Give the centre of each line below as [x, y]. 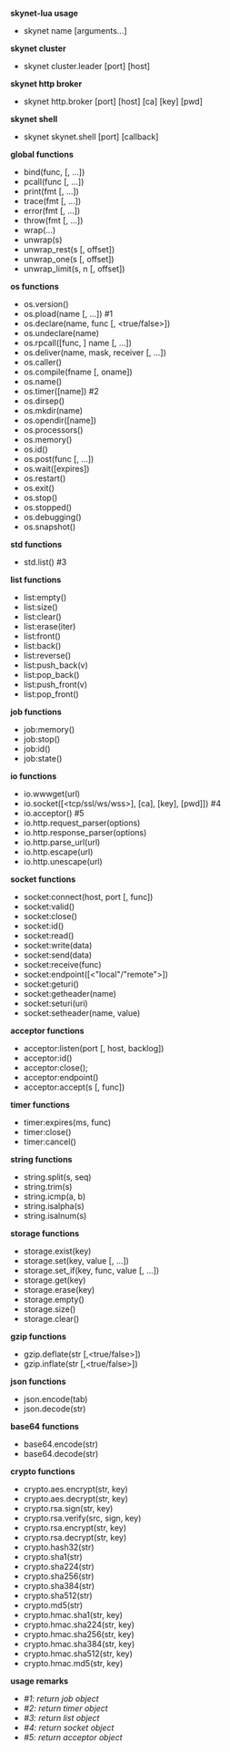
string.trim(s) [48, 1187]
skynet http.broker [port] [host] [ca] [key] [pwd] [113, 101]
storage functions [45, 1233]
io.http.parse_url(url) [62, 842]
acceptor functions [47, 1030]
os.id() [35, 449]
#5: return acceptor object [73, 1737]
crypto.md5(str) [53, 1605]
